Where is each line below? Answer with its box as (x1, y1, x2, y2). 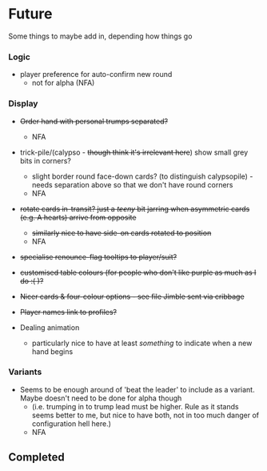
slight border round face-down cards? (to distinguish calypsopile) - (31, 171, 253, 181)
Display (8, 98, 38, 109)
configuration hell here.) (31, 418, 112, 429)
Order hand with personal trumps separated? (19, 116, 169, 126)
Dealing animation (19, 322, 80, 332)
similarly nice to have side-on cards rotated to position (31, 227, 212, 237)
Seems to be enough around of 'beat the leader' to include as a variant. (19, 384, 255, 394)
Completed (8, 450, 66, 465)
